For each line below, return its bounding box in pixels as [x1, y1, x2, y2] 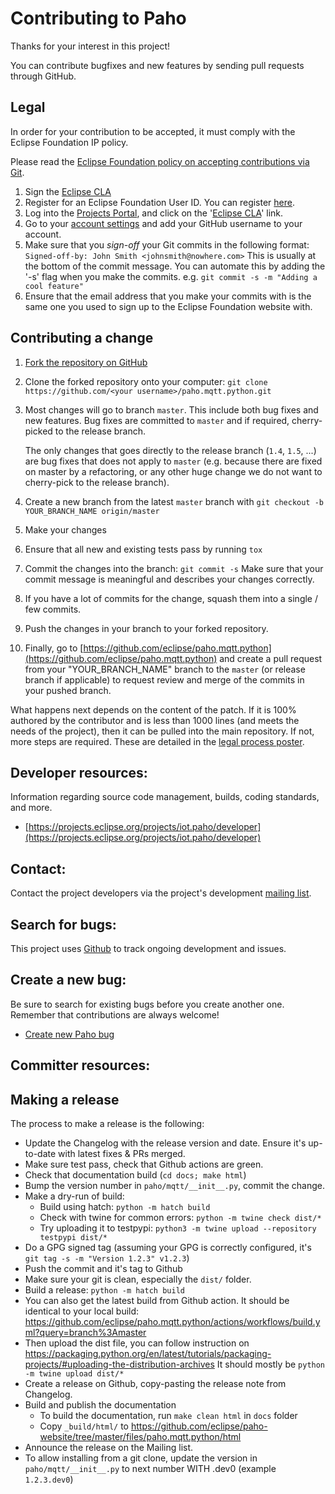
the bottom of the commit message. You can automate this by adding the [24, 260, 326, 272]
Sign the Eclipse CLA [24, 185, 112, 197]
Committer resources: [10, 1057, 151, 1074]
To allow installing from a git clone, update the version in [24, 1452, 258, 1464]
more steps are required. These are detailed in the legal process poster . [10, 735, 305, 747]
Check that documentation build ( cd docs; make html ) [24, 1169, 247, 1181]
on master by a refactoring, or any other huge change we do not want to [24, 465, 323, 477]
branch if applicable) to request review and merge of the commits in [24, 673, 305, 686]
